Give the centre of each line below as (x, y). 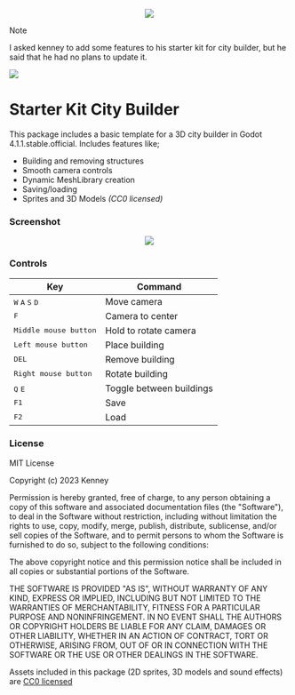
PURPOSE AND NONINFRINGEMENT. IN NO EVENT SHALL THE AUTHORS (146, 617)
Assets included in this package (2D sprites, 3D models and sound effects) (146, 672)
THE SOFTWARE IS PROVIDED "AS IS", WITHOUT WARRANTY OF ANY (139, 588)
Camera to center (142, 316)
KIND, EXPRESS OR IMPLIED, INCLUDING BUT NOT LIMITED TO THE (135, 598)
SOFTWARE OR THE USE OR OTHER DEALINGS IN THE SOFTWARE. (134, 654)
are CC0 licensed (41, 681)
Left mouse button (51, 345)
